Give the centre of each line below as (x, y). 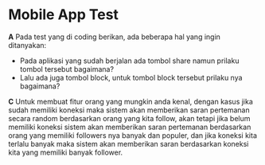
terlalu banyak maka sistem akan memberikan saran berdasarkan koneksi (129, 143)
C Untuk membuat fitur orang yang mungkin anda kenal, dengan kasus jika (131, 101)
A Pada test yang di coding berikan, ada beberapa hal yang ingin (115, 37)
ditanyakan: (27, 45)
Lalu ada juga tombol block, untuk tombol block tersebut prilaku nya (131, 77)
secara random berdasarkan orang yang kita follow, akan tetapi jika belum (129, 118)
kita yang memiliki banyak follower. (66, 152)
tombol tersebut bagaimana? (66, 69)
